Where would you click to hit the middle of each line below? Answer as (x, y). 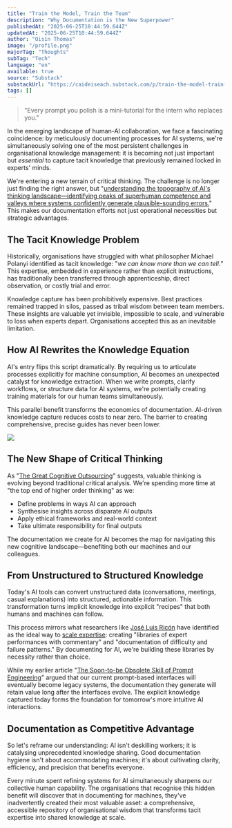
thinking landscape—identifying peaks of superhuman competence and (109, 196)
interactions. (25, 707)
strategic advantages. (38, 218)
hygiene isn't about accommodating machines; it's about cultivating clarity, (114, 760)
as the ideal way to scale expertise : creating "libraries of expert (97, 635)
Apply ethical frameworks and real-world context (87, 518)
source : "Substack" (35, 78)
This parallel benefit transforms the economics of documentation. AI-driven (115, 409)
